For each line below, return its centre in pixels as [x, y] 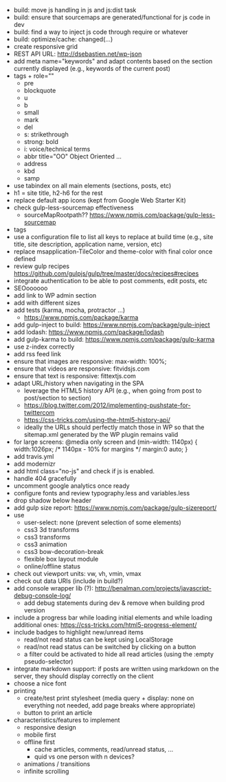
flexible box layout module [61, 559]
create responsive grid [45, 47]
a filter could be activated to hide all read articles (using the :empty [119, 654]
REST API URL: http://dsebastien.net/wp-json [78, 54]
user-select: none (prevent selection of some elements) [103, 522]
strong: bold [41, 142]
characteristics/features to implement [67, 720]
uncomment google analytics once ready [71, 486]
